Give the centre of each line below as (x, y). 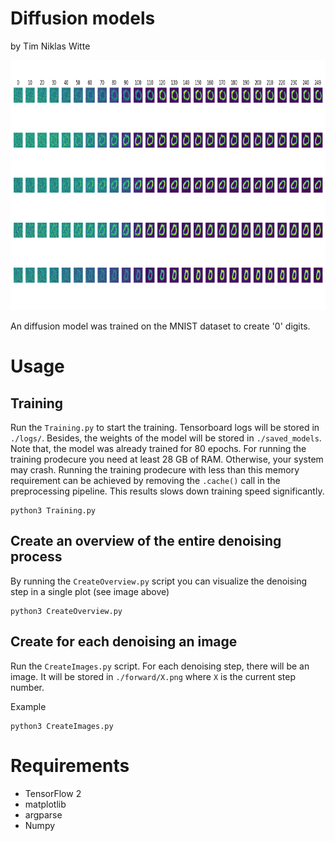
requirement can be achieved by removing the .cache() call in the (145, 480)
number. (27, 687)
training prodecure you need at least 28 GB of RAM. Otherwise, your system (167, 459)
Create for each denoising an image (124, 642)
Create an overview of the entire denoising (146, 541)
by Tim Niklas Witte (50, 46)
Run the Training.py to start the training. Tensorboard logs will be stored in (165, 427)
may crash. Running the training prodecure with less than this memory (155, 469)
